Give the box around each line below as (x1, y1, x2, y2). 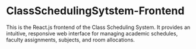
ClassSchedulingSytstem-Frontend (6, 4, 185, 18)
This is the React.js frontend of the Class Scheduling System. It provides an (6, 24, 191, 31)
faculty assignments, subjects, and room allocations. (6, 36, 135, 43)
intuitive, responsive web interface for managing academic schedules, (6, 30, 178, 37)
